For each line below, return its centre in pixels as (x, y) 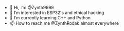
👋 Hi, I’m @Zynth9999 (32, 8)
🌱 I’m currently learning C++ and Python (50, 18)
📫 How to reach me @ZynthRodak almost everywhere (64, 23)
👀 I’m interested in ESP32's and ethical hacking (57, 13)
